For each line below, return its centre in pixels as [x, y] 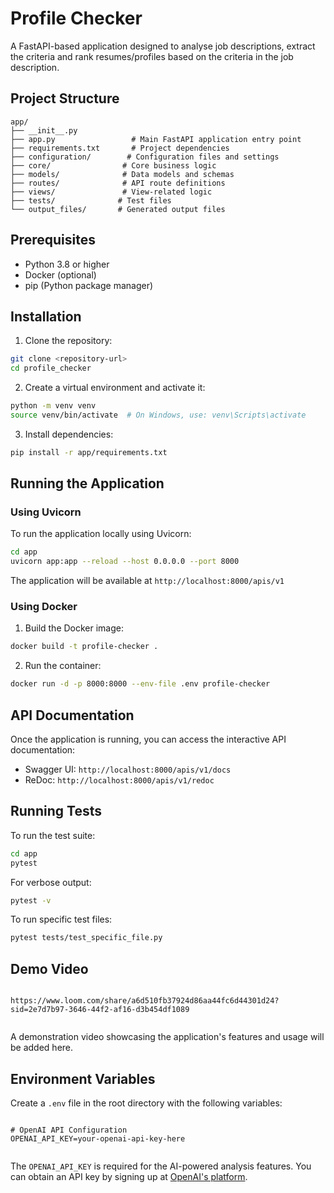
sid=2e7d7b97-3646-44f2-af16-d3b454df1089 [100, 1010]
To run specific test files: [61, 919]
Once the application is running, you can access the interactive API [148, 739]
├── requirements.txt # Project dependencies [120, 148]
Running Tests [56, 811]
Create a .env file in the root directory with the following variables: [146, 1103]
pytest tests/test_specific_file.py [86, 938]
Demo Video [49, 968]
